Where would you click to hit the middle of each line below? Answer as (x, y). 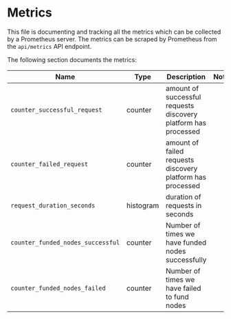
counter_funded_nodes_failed (58, 288)
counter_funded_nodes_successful (65, 242)
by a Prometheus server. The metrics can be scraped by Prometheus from (112, 39)
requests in (184, 205)
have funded (186, 243)
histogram (143, 205)
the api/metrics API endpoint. (49, 46)
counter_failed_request (49, 164)
